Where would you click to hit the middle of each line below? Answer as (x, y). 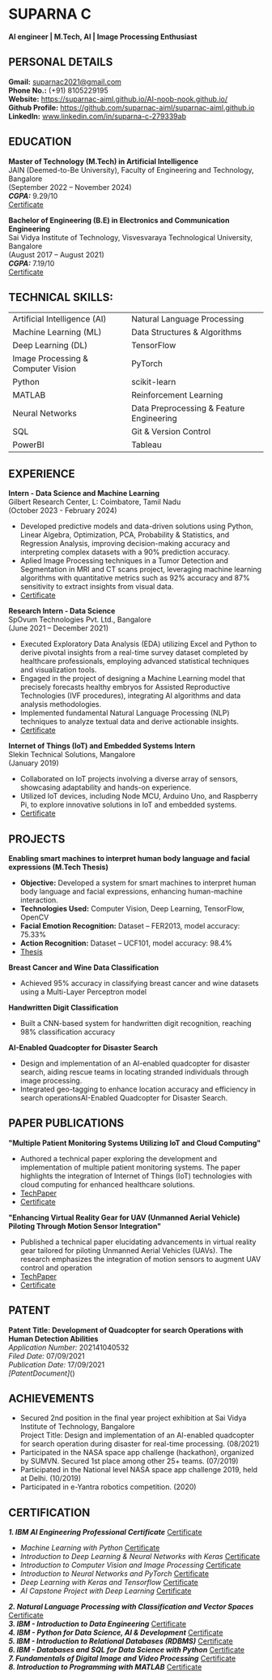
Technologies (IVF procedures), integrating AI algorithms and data (130, 696)
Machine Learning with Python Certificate (90, 1548)
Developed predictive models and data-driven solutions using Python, (136, 526)
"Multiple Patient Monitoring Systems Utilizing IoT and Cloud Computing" (135, 1143)
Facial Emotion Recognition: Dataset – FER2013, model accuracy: (130, 926)
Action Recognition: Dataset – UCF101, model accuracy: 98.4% (126, 943)
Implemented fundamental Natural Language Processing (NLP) (125, 713)
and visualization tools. (58, 670)
